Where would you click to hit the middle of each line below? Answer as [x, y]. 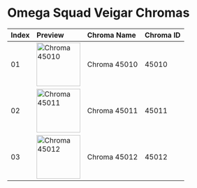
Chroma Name [111, 35]
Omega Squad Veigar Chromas [98, 13]
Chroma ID [162, 35]
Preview [50, 35]
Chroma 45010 [112, 64]
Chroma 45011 [112, 110]
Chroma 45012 [112, 157]
